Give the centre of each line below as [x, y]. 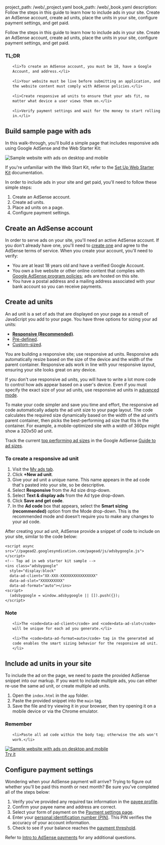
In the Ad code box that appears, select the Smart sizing [70, 506]
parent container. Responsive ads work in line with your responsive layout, [81, 364]
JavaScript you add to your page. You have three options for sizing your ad [81, 319]
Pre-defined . [25, 339]
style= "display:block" [33, 571]
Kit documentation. [24, 173]
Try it [10, 754]
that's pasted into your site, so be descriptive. [59, 485]
